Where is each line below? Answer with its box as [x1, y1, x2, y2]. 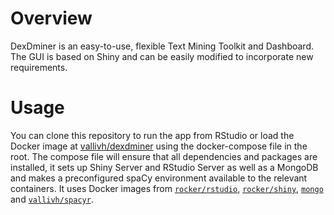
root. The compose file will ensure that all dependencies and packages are [10, 150, 318, 162]
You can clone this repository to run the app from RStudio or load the [10, 129, 295, 141]
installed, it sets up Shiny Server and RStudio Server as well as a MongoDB [10, 161, 319, 173]
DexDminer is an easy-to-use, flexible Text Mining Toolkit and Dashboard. [10, 40, 314, 52]
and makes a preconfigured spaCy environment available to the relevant [10, 172, 308, 184]
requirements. [10, 61, 68, 73]
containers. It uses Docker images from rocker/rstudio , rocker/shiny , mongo [10, 182, 324, 194]
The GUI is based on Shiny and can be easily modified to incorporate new [10, 50, 314, 62]
